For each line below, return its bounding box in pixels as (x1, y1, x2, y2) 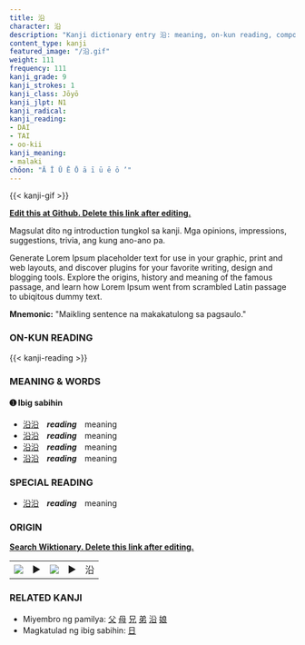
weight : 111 (9, 55, 54, 64)
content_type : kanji (9, 38, 88, 48)
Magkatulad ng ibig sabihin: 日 (22, 624, 136, 636)
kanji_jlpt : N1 (9, 97, 67, 107)
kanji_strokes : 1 (9, 81, 75, 90)
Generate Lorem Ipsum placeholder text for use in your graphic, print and (9, 253, 283, 263)
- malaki (9, 156, 43, 166)
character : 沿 (9, 22, 62, 31)
